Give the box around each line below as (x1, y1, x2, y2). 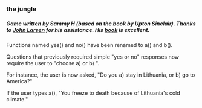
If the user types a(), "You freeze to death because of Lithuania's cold (6, 89, 180, 97)
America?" (6, 77, 33, 84)
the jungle (6, 5, 37, 13)
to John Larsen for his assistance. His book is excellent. (6, 26, 150, 33)
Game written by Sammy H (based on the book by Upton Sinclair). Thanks (6, 20, 196, 27)
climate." (6, 95, 28, 103)
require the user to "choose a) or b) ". (6, 59, 100, 66)
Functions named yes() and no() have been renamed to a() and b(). (6, 41, 173, 48)
